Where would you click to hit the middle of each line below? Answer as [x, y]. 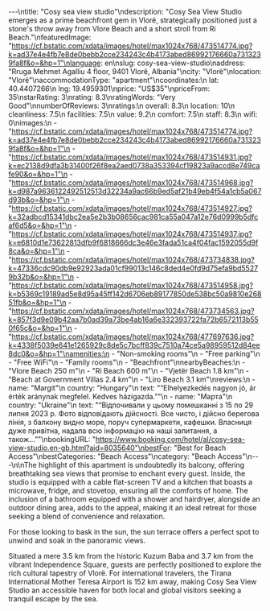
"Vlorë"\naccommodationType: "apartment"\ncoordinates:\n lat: [114, 80]
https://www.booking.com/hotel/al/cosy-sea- [170, 439]
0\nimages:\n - [33, 123]
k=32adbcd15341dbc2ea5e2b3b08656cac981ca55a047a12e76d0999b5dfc [133, 217]
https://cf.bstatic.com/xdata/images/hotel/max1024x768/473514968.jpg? [133, 183]
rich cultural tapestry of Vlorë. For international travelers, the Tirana [120, 573]
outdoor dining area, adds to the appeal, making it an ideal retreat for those [133, 508]
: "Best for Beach [198, 448]
